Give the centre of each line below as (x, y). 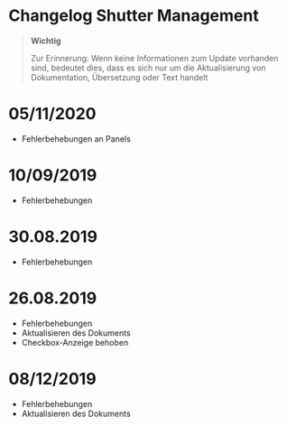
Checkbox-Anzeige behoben (75, 342)
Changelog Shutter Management (134, 16)
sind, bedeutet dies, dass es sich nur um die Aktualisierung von (148, 68)
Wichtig (46, 41)
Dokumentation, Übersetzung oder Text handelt (119, 77)
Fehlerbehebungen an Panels (76, 139)
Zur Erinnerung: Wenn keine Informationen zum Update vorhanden (154, 58)
